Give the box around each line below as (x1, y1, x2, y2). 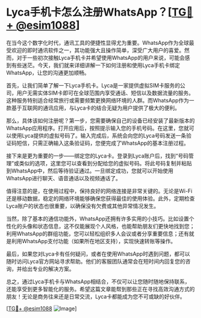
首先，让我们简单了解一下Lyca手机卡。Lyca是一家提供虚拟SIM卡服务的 (6, 81, 181, 89)
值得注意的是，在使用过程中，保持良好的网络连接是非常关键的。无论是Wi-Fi (6, 187, 193, 195)
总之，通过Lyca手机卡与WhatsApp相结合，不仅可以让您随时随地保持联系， (6, 278, 190, 285)
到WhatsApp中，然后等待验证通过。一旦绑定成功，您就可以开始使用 (6, 167, 173, 174)
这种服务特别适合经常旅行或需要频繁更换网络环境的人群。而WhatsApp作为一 (6, 96, 194, 104)
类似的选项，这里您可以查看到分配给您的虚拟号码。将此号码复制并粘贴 (19, 159, 193, 166)
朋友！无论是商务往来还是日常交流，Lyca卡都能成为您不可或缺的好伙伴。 (6, 293, 185, 300)
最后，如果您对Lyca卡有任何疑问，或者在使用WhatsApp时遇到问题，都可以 (6, 250, 190, 258)
